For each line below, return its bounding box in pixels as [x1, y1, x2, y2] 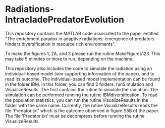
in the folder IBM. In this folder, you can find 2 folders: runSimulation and [5, 81, 154, 87]
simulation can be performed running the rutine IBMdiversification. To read [5, 92, 158, 98]
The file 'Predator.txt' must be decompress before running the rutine [5, 113, 145, 119]
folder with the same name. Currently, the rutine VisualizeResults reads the [5, 102, 158, 108]
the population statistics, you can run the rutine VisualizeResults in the [5, 97, 149, 103]
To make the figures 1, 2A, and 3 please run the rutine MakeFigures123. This [5, 51, 160, 57]
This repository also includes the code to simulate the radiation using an [5, 65, 152, 71]
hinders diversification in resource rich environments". [5, 41, 116, 47]
